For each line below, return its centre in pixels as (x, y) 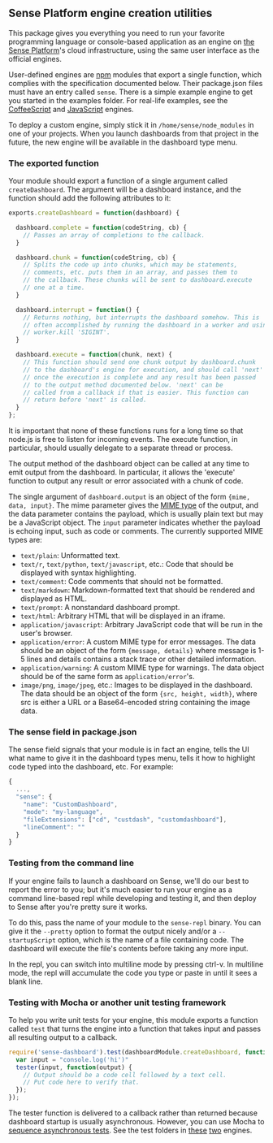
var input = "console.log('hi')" (72, 1059)
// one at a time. (54, 288)
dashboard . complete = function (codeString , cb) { (101, 227)
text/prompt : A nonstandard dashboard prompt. (100, 608)
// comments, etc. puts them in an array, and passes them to (130, 273)
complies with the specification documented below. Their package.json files (136, 83)
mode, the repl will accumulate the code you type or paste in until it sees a (133, 972)
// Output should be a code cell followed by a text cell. (125, 1075)
